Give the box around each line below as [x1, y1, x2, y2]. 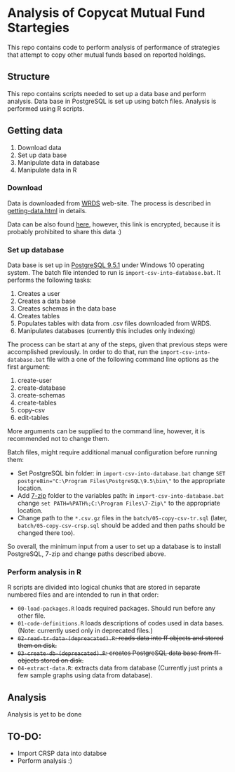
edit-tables [17, 414, 49, 422]
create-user [17, 377, 53, 385]
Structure [7, 71, 51, 83]
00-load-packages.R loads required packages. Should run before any [17, 604, 216, 613]
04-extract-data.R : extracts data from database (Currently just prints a [17, 664, 223, 672]
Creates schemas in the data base [17, 304, 116, 313]
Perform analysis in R [7, 567, 82, 577]
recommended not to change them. [7, 435, 110, 443]
